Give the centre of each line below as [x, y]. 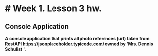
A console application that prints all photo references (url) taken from [77, 39]
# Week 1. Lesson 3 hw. [53, 9]
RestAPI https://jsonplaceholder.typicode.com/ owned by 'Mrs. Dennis [79, 44]
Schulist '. [15, 49]
